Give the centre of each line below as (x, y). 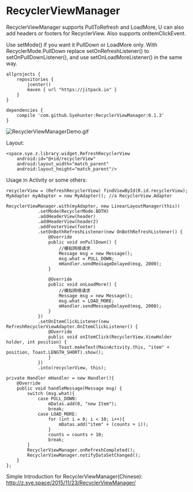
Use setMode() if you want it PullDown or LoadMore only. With (82, 45)
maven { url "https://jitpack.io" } (72, 89)
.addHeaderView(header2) (68, 222)
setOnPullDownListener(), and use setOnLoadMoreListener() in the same (94, 57)
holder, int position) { (36, 342)
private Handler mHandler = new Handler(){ (60, 378)
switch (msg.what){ (51, 393)
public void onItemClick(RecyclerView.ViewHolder (110, 337)
